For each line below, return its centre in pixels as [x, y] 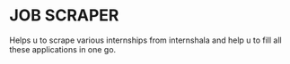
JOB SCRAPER [64, 16]
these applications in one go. [63, 49]
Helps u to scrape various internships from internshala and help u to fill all [145, 40]
